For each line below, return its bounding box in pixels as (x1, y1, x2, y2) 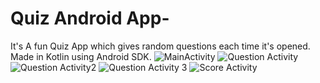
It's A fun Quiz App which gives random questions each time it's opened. (10, 40, 311, 52)
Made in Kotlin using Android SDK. (10, 50, 152, 62)
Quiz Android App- (10, 7, 170, 30)
